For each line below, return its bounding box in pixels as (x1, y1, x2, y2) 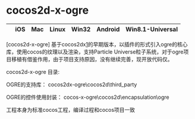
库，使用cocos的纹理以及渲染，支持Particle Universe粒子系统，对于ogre (6, 48, 184, 55)
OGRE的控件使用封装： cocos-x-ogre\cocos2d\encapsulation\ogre (6, 93, 169, 101)
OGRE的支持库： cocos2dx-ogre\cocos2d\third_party (6, 81, 137, 88)
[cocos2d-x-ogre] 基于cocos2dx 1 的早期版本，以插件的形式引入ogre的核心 (6, 40, 188, 48)
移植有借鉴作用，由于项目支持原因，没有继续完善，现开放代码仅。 (11, 55, 173, 62)
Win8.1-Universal (125, 25, 178, 33)
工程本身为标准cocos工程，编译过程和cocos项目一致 (6, 106, 136, 113)
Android (96, 25, 120, 33)
